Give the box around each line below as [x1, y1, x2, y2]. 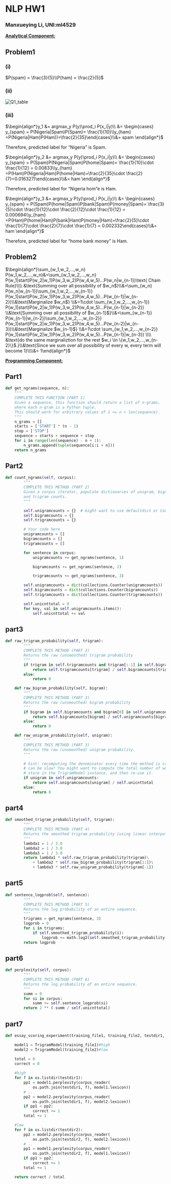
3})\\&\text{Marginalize [5, 326, 53, 332]
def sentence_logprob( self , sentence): [5, 892, 90, 898]
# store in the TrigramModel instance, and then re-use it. [23, 770, 154, 776]
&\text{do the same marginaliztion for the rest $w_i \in [5, 336, 118, 343]
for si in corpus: [23, 996, 63, 1001]
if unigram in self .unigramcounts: [23, 776, 99, 781]
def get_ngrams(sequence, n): [5, 386, 70, 391]
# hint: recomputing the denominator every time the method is [23, 761, 160, 766]
